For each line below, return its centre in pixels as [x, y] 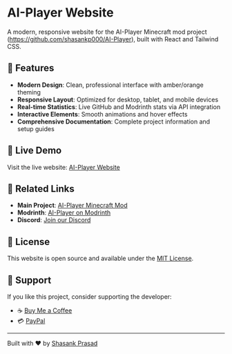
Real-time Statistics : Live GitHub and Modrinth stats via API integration [119, 107]
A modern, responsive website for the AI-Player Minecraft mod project [107, 32]
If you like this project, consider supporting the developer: [89, 297]
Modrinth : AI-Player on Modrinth [64, 213]
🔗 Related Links [41, 189]
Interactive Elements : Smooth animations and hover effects [102, 114]
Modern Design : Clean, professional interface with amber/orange [110, 85]
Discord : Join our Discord [54, 220]
